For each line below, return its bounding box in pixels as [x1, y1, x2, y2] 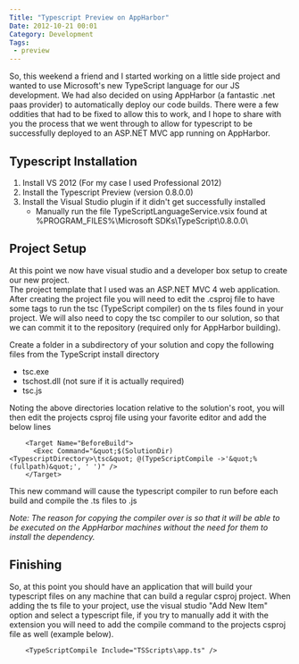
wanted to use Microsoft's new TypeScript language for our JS [9, 80, 240, 91]
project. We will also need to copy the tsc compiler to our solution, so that [9, 312, 280, 323]
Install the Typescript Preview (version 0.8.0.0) [21, 187, 194, 198]
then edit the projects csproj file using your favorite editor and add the [9, 412, 267, 423]
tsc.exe [21, 366, 49, 376]
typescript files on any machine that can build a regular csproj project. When [9, 591, 291, 601]
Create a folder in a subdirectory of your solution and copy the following [9, 339, 275, 349]
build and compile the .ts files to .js [9, 495, 137, 506]
